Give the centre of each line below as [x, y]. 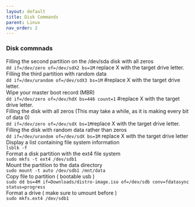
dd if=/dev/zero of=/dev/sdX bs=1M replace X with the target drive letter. [93, 123]
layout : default [26, 11]
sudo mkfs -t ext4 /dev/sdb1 [41, 159]
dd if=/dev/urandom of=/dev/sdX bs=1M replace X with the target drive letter [97, 136]
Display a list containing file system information [63, 142]
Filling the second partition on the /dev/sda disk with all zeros [80, 61]
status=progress [26, 187]
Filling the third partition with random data [56, 73]
